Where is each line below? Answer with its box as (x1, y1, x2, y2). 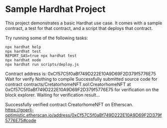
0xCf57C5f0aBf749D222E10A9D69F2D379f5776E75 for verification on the (5, 86, 159, 93)
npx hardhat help (5, 44, 41, 49)
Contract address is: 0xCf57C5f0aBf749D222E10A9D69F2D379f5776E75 (5, 71, 156, 77)
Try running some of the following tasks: (5, 35, 88, 41)
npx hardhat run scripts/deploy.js (5, 62, 79, 67)
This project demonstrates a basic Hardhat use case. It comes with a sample (5, 20, 163, 26)
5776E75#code (5, 117, 36, 123)
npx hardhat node (5, 57, 41, 63)
